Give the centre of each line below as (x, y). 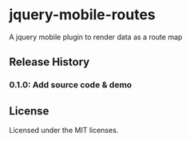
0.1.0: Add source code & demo (71, 85)
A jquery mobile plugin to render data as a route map (96, 37)
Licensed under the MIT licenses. (64, 131)
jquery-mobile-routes (83, 15)
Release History (49, 62)
